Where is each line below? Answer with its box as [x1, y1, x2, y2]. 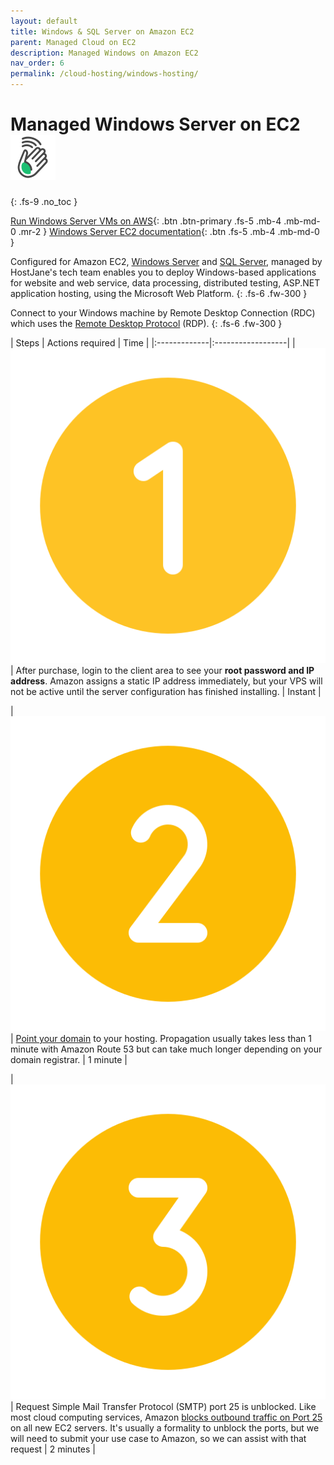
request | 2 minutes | [10, 1443, 96, 1455]
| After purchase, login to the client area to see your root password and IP [10, 664, 315, 676]
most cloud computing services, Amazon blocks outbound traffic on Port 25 [10, 1411, 323, 1423]
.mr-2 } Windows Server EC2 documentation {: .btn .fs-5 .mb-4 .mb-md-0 [18, 225, 320, 237]
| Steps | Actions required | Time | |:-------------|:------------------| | [10, 336, 296, 349]
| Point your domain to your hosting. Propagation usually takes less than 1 [10, 1032, 313, 1044]
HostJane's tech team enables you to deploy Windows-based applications [10, 266, 317, 278]
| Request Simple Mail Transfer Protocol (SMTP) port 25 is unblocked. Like [10, 1400, 317, 1412]
